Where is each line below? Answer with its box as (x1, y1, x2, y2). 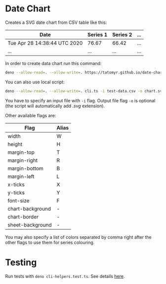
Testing (5, 257, 37, 268)
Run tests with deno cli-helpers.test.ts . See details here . (5, 273, 125, 279)
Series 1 (87, 31, 108, 38)
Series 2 (112, 31, 132, 38)
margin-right (7, 157, 38, 164)
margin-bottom (7, 165, 43, 172)
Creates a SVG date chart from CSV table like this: (5, 19, 107, 25)
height (7, 141, 23, 147)
